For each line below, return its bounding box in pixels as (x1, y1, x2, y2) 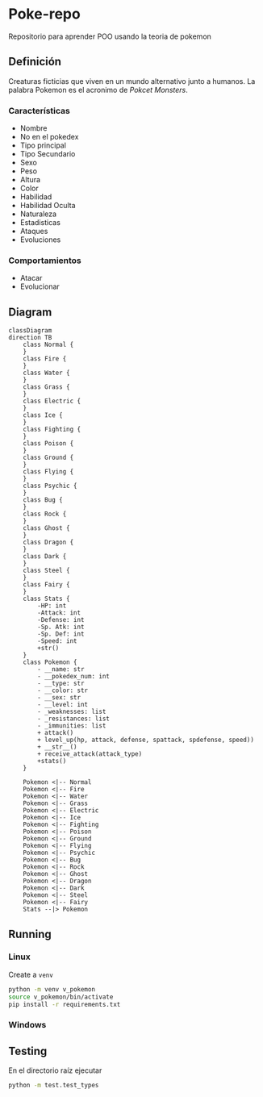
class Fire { (23, 355, 67, 363)
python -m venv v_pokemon (8, 985, 95, 993)
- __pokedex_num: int (37, 673, 111, 681)
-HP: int (37, 602, 67, 610)
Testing (8, 1044, 48, 1057)
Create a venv (8, 970, 54, 979)
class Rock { (23, 510, 67, 519)
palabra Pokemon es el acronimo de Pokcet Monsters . (8, 85, 188, 94)
